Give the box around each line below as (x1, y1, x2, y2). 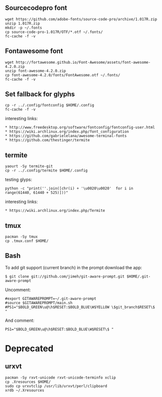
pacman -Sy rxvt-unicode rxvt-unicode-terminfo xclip (5, 375, 116, 380)
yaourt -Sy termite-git (5, 164, 53, 169)
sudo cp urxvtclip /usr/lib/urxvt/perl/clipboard (5, 383, 108, 388)
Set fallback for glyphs (5, 90, 75, 99)
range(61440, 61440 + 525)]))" (5, 190, 68, 195)
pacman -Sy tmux (5, 234, 38, 240)
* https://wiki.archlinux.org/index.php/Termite (5, 208, 105, 213)
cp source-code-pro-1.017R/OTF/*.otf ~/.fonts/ (5, 29, 103, 35)
